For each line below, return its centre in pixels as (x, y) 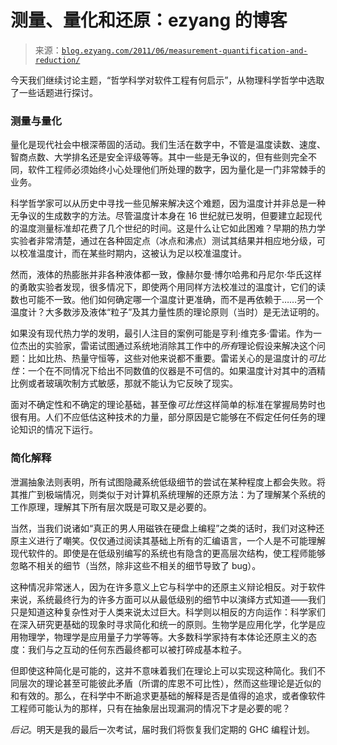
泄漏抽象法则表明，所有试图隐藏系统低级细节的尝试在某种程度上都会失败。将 (168, 482)
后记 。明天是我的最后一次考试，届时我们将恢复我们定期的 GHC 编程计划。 (162, 729)
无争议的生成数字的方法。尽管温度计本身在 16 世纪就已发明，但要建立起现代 (166, 216)
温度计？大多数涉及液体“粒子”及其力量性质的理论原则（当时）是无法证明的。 (167, 312)
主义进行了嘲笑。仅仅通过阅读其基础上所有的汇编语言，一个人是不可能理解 (172, 540)
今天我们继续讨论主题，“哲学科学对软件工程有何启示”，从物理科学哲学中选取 (167, 80)
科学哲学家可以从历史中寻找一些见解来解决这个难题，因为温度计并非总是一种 (168, 203)
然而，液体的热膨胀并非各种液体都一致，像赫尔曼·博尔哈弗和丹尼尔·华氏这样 (166, 275)
